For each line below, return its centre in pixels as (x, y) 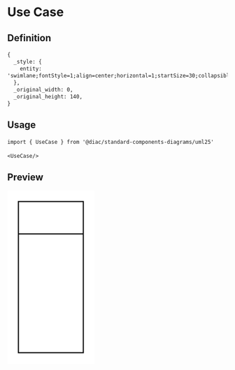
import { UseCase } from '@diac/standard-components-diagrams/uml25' (111, 142)
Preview (26, 178)
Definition (29, 38)
